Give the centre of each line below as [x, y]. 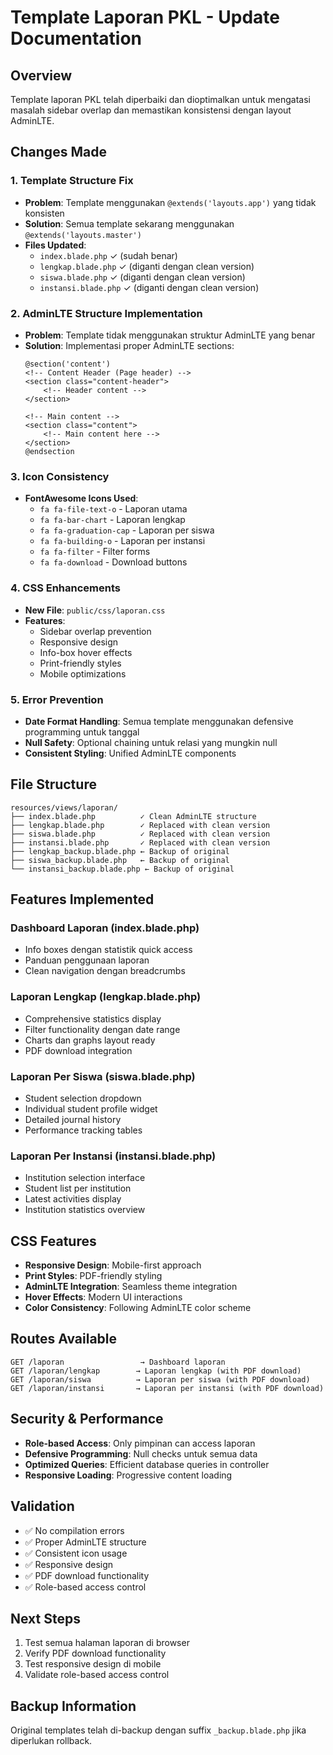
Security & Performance [87, 1419]
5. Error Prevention [57, 699]
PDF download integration [78, 1050]
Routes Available [64, 1339]
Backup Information [73, 1706]
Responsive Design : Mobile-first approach [113, 1265]
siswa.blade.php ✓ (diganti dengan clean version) [142, 277]
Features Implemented [82, 899]
